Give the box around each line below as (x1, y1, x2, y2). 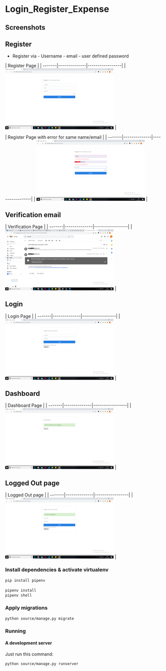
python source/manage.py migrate (5, 616, 74, 621)
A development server (5, 640, 52, 646)
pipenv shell (5, 593, 32, 598)
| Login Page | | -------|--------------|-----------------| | (5, 313, 120, 319)
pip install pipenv (5, 578, 46, 583)
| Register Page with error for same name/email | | (5, 134, 108, 140)
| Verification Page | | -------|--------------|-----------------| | (5, 224, 132, 229)
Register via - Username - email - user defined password (12, 53, 129, 59)
